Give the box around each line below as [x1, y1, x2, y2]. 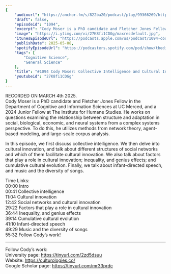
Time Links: [5, 177, 30, 184]
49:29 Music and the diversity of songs [5, 226, 88, 232]
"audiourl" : [14, 12, 40, 17]
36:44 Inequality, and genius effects [5, 210, 81, 216]
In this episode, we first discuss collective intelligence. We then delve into [5, 140, 160, 146]
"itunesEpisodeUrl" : [14, 36, 58, 41]
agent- [143, 125, 158, 131]
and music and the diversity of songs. [5, 167, 84, 173]
